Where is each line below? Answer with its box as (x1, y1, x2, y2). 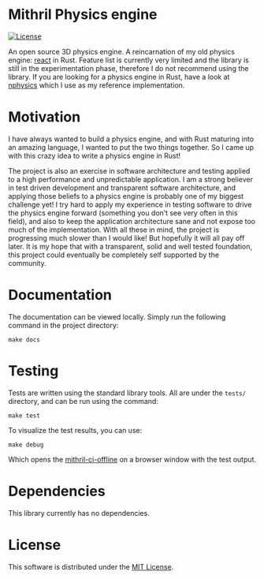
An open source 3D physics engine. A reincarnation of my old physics (8, 47, 235, 56)
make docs (8, 335, 41, 344)
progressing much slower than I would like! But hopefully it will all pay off (8, 233, 245, 242)
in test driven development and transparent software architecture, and (8, 183, 236, 192)
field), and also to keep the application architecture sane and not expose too (8, 216, 256, 226)
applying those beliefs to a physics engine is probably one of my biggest (8, 191, 244, 200)
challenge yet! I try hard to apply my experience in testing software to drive (8, 200, 252, 209)
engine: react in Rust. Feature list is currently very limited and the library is (8, 55, 250, 65)
